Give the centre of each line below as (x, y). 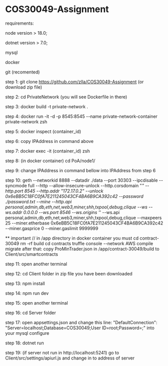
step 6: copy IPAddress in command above (49, 141)
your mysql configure (27, 333)
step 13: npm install (25, 283)
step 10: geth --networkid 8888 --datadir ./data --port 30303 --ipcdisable (81, 180)
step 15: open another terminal (37, 303)
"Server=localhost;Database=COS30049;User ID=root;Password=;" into (80, 328)
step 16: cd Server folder (31, 313)
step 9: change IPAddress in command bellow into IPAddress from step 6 (80, 170)
